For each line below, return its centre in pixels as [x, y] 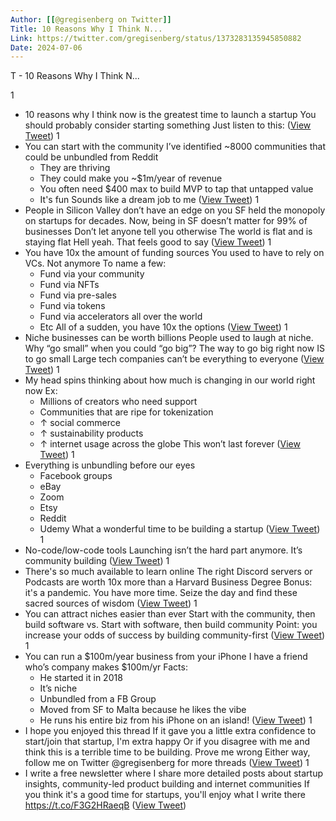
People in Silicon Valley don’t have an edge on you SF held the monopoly [175, 210]
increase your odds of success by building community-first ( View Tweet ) [175, 635]
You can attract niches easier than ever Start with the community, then [170, 614]
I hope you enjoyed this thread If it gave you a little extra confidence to [170, 731]
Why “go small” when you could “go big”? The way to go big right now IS [174, 348]
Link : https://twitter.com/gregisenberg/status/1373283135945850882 [156, 38]
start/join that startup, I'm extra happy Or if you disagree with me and [167, 742]
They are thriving [75, 168]
